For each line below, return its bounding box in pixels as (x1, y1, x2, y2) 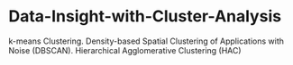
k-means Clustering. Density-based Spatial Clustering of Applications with (8, 36, 285, 46)
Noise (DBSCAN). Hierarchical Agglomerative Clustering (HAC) (8, 45, 242, 55)
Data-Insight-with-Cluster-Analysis (8, 6, 281, 27)
